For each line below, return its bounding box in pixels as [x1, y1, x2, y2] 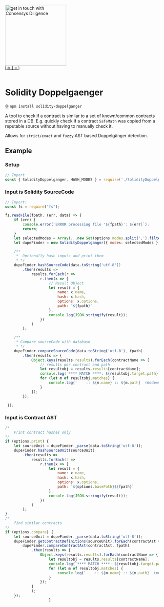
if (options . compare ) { [5, 529, 54, 534]
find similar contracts [14, 521, 62, 526]
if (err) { [14, 218, 36, 223]
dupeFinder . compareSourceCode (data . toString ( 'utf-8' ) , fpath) [14, 348, 143, 353]
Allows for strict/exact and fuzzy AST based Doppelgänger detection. [5, 132, 148, 139]
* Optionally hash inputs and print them [16, 254, 104, 259]
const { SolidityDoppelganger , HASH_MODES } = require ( [5, 177, 121, 182]
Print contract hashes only [14, 430, 71, 435]
